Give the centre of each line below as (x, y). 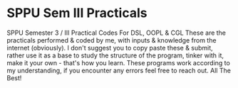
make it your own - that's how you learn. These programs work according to (119, 62)
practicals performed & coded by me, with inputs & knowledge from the (112, 40)
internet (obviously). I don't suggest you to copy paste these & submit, (110, 48)
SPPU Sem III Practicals (77, 13)
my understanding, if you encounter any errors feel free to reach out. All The (119, 70)
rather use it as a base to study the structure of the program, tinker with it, (115, 55)
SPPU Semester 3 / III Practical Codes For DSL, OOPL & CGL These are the (116, 33)
